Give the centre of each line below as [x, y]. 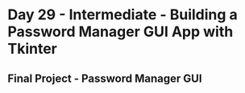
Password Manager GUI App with [120, 32]
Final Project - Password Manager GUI [105, 78]
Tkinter [33, 49]
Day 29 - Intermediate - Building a [123, 15]
